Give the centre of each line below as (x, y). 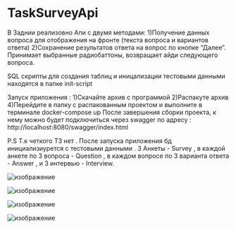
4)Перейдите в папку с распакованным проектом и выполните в (105, 104)
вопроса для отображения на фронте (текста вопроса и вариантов (108, 39)
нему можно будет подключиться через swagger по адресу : (99, 119)
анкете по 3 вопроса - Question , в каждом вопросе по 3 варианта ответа (118, 156)
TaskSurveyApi (53, 13)
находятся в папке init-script (50, 83)
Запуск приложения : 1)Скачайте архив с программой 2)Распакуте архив (118, 97)
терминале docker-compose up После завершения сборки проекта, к (112, 112)
